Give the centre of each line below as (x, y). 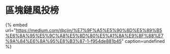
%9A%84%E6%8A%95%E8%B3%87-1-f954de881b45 (64, 41)
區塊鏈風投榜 (32, 10)
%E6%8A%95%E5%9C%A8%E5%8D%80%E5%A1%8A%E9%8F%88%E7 (84, 36)
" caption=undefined (143, 41)
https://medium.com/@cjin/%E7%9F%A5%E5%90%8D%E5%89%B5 (89, 30)
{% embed (17, 25)
